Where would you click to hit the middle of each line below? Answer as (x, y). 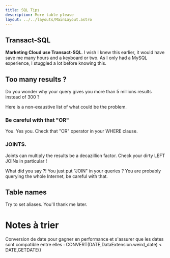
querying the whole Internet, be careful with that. (56, 176)
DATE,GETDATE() (23, 250)
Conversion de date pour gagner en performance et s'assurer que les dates (84, 239)
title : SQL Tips (22, 10)
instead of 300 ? (22, 97)
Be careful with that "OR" (37, 120)
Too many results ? (36, 79)
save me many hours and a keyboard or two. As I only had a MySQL (76, 58)
